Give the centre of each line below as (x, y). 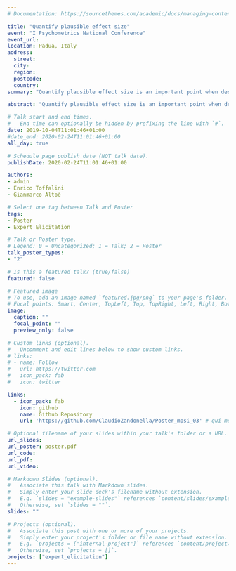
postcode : (28, 79)
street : (25, 59)
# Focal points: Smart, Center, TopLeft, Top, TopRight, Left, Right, (113, 304)
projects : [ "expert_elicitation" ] (58, 557)
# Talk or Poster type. (42, 239)
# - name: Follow (33, 362)
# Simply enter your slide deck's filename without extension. (105, 492)
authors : (20, 175)
